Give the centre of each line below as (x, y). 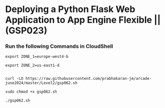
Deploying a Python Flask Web (70, 9)
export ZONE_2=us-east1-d (32, 66)
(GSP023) (26, 31)
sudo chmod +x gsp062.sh (31, 92)
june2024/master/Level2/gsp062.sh (42, 83)
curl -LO (14, 79)
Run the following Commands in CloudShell (59, 46)
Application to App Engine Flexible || (83, 20)
